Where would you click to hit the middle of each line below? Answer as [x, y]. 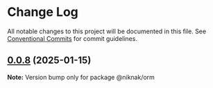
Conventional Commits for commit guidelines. [72, 38]
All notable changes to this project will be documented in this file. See [107, 31]
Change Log [43, 12]
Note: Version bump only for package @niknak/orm [81, 77]
